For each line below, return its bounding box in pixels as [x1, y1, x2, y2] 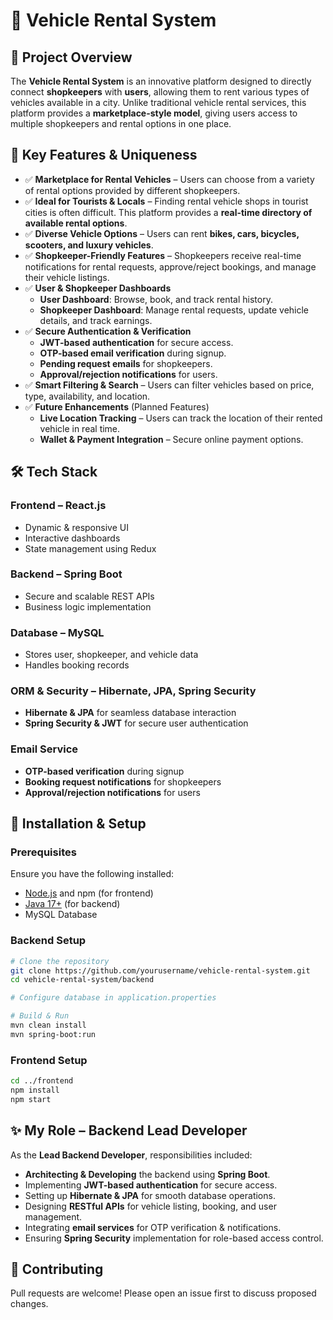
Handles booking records [24, 659, 130, 671]
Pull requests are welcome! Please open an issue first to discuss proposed [10, 1287, 317, 1299]
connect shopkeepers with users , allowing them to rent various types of [10, 86, 310, 98]
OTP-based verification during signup [24, 765, 185, 777]
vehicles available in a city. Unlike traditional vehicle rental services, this [10, 97, 307, 108]
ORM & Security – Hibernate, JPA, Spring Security [10, 684, 257, 698]
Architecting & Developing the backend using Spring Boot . [24, 1168, 271, 1180]
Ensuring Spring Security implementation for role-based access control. [24, 1232, 324, 1244]
